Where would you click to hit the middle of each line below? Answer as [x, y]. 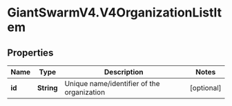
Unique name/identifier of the [112, 84]
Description [124, 72]
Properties [30, 53]
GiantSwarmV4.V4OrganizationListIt [115, 13]
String [47, 88]
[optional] [205, 88]
